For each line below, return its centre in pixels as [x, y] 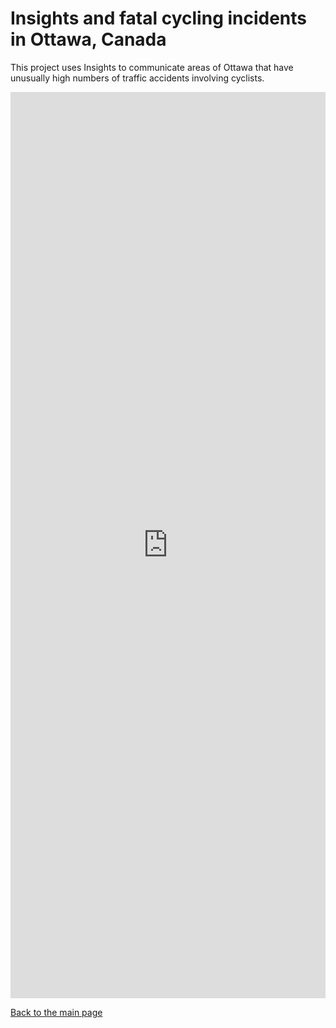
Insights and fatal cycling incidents [159, 18]
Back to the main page [56, 1012]
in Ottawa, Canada [88, 39]
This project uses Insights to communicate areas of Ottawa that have [152, 67]
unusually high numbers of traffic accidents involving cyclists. [137, 78]
